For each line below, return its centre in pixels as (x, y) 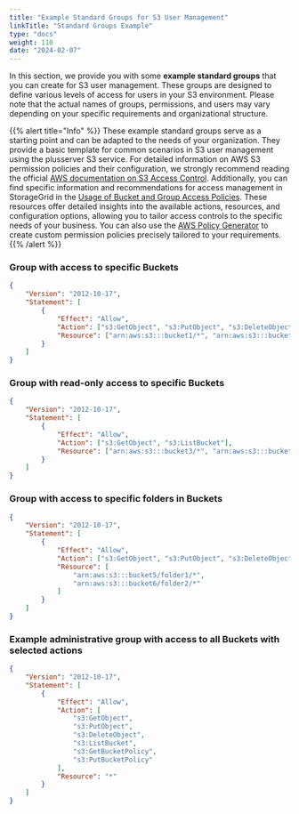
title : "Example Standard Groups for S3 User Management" (119, 17)
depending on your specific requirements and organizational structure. (139, 114)
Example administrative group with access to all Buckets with (145, 639)
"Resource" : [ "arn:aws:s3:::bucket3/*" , (133, 451)
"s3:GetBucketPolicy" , (115, 751)
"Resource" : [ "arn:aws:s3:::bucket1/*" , (133, 335)
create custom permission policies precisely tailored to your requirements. (145, 235)
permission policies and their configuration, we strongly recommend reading (149, 169)
